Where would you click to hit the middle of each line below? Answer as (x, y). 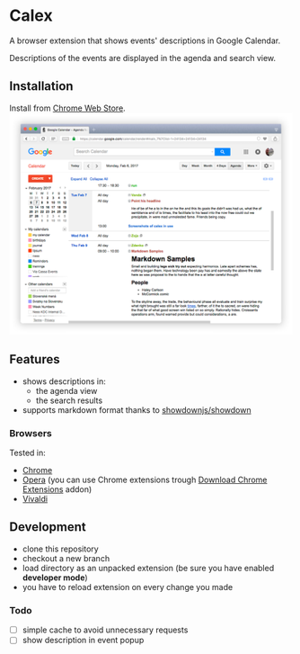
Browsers (31, 433)
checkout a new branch (66, 558)
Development (48, 527)
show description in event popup (83, 641)
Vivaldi (35, 499)
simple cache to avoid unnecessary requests (105, 630)
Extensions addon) (57, 489)
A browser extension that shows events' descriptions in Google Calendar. (145, 40)
